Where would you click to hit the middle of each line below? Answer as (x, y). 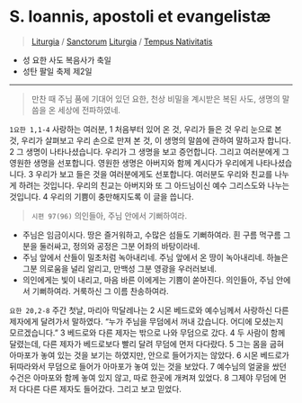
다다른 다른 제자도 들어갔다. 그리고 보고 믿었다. (100, 389)
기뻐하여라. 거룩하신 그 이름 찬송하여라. (100, 291)
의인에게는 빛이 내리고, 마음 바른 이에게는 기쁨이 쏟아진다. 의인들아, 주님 (148, 280)
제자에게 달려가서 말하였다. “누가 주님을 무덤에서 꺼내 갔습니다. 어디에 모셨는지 (147, 321)
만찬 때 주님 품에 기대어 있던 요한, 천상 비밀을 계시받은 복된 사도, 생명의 (155, 99)
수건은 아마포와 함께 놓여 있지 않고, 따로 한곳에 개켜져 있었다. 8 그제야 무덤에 (143, 377)
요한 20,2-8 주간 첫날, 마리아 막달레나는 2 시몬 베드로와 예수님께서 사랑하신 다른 (149, 310)
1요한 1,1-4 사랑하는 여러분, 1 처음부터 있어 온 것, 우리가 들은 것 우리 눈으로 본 (146, 129)
